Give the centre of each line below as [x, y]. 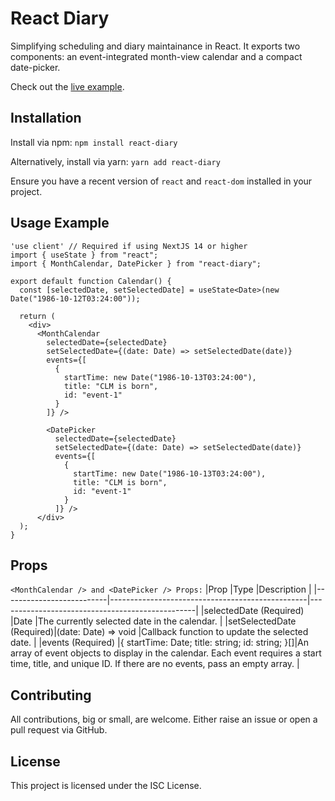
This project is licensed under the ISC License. [106, 785]
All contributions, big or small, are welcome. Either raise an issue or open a [164, 719]
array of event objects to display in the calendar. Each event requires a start [166, 653]
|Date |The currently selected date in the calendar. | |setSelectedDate [153, 621]
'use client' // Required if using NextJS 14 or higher [129, 246]
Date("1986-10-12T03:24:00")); [75, 298]
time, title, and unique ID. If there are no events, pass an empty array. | [155, 664]
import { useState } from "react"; [84, 255]
